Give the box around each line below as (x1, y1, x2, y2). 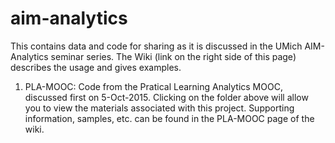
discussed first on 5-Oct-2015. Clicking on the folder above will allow (24, 91, 309, 103)
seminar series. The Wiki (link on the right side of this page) (50, 50, 297, 62)
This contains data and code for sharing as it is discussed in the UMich (10, 40, 303, 52)
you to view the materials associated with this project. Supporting (24, 102, 295, 114)
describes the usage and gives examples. (10, 61, 182, 73)
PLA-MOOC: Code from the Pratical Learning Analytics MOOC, (24, 80, 283, 92)
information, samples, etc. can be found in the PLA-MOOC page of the (24, 112, 315, 124)
